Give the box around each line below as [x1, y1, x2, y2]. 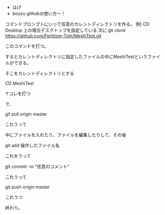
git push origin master [5, 184, 50, 190]
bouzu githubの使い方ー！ [12, 10, 66, 16]
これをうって [5, 153, 31, 159]
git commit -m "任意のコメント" [5, 163, 70, 169]
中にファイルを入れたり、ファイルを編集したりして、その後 [5, 132, 126, 138]
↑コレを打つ [5, 91, 31, 96]
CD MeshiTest [5, 80, 34, 86]
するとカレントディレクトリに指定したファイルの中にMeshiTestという [5, 54, 148, 60]
